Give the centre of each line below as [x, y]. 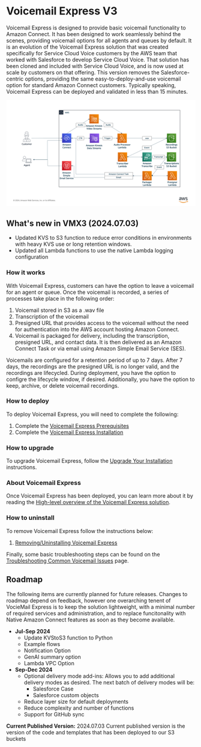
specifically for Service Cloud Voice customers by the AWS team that [92, 53]
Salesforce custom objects [66, 695]
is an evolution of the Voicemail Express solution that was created [87, 47]
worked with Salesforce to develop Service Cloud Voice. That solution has [98, 59]
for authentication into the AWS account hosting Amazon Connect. [97, 329]
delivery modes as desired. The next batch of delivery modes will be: [109, 682]
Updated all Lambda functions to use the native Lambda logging [94, 251]
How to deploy [28, 401]
